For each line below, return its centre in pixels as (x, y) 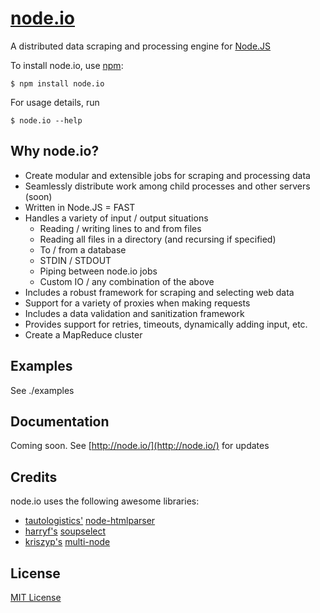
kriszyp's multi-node (67, 542)
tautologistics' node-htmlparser (90, 521)
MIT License (36, 597)
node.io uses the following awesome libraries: (105, 501)
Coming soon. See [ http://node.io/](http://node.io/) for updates (140, 446)
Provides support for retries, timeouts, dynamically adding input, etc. (166, 324)
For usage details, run (55, 102)
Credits (34, 477)
